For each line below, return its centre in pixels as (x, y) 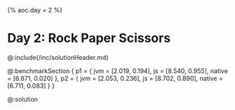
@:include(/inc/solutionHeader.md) (58, 57)
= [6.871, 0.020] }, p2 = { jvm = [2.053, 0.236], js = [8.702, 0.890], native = (115, 78)
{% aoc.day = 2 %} (35, 10)
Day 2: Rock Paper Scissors (89, 38)
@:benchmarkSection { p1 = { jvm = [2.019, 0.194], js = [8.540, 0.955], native (117, 71)
